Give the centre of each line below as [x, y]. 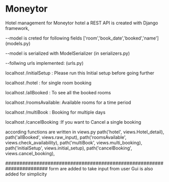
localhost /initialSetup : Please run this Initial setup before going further [80, 73]
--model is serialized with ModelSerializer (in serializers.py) [68, 53]
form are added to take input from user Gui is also [101, 168]
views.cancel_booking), [30, 153]
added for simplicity [26, 174]
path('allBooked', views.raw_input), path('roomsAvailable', [66, 137]
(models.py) [18, 43]
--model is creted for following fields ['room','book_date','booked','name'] [82, 38]
